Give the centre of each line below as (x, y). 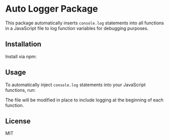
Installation (23, 44)
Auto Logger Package (52, 9)
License (18, 121)
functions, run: (20, 90)
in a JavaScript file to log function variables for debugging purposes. (77, 28)
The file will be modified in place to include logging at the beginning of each (84, 100)
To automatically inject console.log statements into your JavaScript (75, 85)
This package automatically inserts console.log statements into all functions (85, 23)
